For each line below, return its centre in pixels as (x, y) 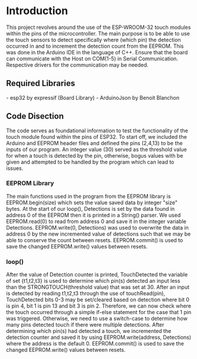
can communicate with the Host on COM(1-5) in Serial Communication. (92, 58)
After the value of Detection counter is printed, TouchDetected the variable (97, 275)
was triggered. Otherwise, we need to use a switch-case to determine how (97, 319)
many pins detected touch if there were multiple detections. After (85, 325)
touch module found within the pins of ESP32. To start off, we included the (96, 136)
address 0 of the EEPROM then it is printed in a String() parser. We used (93, 215)
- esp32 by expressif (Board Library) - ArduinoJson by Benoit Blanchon (93, 97)
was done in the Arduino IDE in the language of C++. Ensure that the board (97, 52)
